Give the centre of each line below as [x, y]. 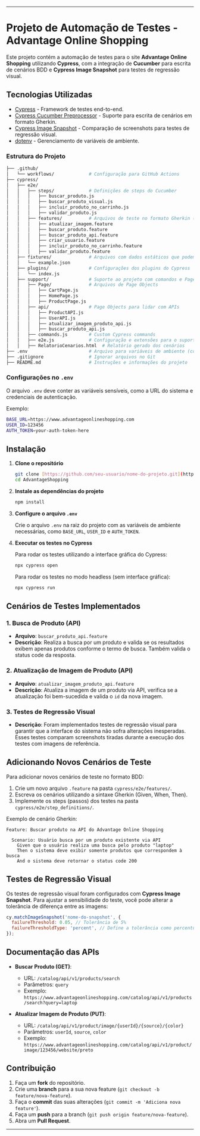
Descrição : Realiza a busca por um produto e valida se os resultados [99, 642]
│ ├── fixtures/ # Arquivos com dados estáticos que [93, 257]
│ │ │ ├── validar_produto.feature [58, 252]
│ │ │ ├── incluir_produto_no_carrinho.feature [74, 246]
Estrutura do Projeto [36, 156]
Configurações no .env [40, 378]
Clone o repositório [39, 463]
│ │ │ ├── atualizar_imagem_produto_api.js [69, 323]
